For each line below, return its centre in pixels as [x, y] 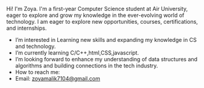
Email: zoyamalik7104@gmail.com [58, 79]
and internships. [26, 28]
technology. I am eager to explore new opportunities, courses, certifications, [102, 22]
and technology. [35, 46]
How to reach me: [37, 72]
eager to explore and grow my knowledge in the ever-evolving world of [95, 15]
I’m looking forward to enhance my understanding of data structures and [106, 59]
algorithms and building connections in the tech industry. [86, 66]
